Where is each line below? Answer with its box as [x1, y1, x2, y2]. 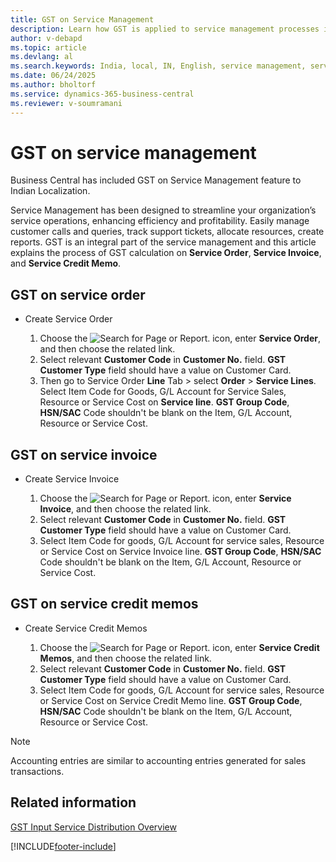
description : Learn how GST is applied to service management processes [10, 24, 320, 34]
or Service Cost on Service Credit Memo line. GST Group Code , [39, 694, 303, 706]
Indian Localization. [10, 185, 91, 197]
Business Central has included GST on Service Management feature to [10, 174, 302, 186]
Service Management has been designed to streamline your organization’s [10, 204, 317, 216]
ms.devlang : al [10, 52, 74, 62]
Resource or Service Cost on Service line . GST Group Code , [39, 396, 290, 408]
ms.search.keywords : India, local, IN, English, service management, [10, 61, 307, 71]
